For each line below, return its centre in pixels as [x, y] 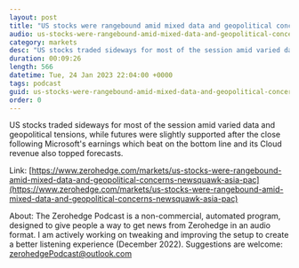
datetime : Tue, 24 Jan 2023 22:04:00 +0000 [91, 75]
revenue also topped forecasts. [66, 154]
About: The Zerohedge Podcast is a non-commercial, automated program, [145, 216]
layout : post [33, 17]
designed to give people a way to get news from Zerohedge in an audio [140, 225]
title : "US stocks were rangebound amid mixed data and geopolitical [141, 26]
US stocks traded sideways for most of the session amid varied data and [142, 125]
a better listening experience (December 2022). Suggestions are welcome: [146, 244]
